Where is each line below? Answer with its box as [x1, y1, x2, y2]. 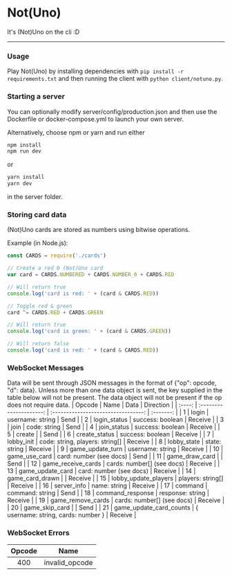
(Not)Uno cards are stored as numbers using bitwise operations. [7, 226, 191, 234]
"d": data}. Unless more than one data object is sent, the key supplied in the [7, 386, 223, 394]
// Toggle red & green [7, 303, 72, 309]
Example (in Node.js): [7, 239, 68, 247]
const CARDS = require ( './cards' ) [7, 252, 107, 260]
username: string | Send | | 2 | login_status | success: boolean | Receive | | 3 [7, 416, 224, 424]
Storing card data [7, 209, 67, 219]
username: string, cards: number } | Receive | [7, 511, 137, 519]
